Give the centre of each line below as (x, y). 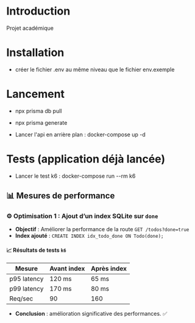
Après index (108, 268)
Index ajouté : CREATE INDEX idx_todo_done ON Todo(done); (89, 236)
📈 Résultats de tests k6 (36, 250)
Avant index (67, 268)
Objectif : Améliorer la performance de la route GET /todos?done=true (102, 229)
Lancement (36, 94)
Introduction (38, 11)
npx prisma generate (41, 122)
